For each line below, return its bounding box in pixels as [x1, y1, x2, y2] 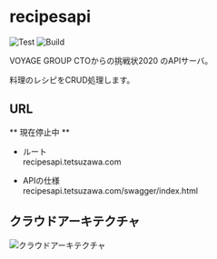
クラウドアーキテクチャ [9, 214, 141, 229]
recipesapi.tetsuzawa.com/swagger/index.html [22, 184, 198, 196]
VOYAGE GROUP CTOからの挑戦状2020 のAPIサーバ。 [9, 55, 213, 65]
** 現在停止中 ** [9, 126, 70, 137]
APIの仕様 [22, 174, 61, 185]
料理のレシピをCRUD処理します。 [9, 75, 135, 85]
